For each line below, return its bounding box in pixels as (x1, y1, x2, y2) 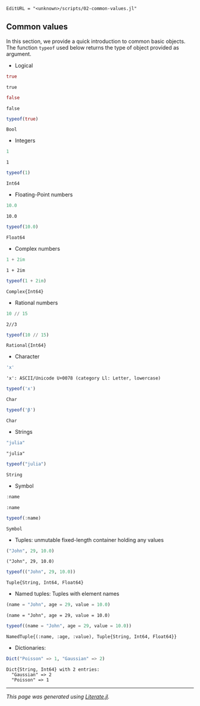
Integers (14, 137, 36, 144)
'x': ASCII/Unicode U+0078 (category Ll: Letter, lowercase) (6, 375, 161, 381)
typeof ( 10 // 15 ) (6, 332, 49, 338)
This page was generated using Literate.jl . (6, 693, 110, 700)
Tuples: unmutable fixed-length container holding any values (14, 536, 164, 543)
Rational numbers (14, 299, 58, 306)
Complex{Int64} (6, 288, 44, 295)
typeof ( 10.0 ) (6, 224, 39, 230)
